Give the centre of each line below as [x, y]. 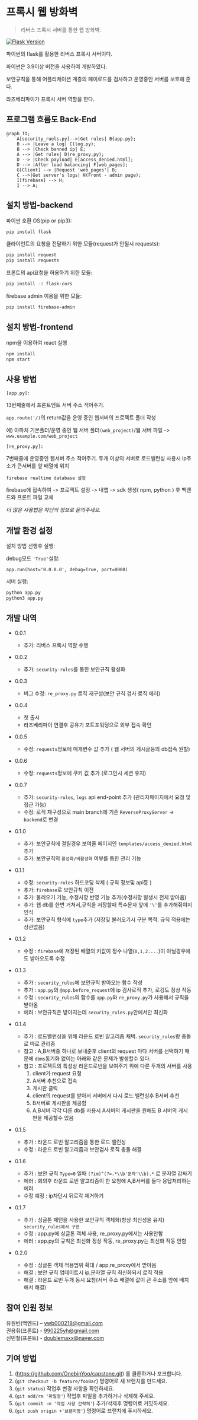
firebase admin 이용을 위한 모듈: [44, 296]
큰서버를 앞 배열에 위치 [43, 466]
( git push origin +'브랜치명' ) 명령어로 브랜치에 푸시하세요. [84, 1411]
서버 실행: [17, 581]
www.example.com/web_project [42, 437]
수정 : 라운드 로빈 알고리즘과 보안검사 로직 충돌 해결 [82, 1149]
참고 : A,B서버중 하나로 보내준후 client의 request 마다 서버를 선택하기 [103, 1051]
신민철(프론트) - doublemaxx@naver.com [55, 1338]
